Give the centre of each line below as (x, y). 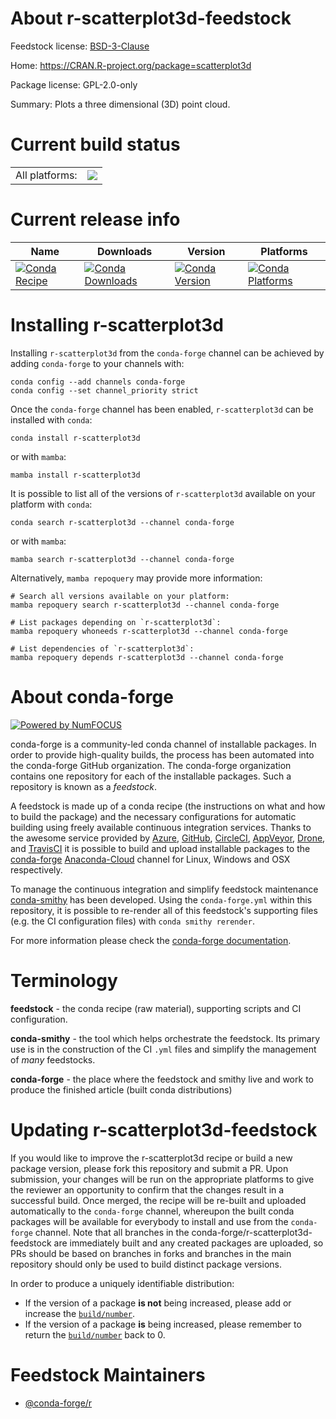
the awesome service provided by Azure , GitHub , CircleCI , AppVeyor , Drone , (168, 838)
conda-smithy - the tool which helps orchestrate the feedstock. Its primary (165, 1038)
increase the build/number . (80, 1313)
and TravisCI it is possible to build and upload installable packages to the (160, 848)
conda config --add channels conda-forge (98, 382)
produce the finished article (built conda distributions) (121, 1089)
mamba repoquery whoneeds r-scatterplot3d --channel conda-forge (149, 631)
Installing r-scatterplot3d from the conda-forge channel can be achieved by (167, 353)
